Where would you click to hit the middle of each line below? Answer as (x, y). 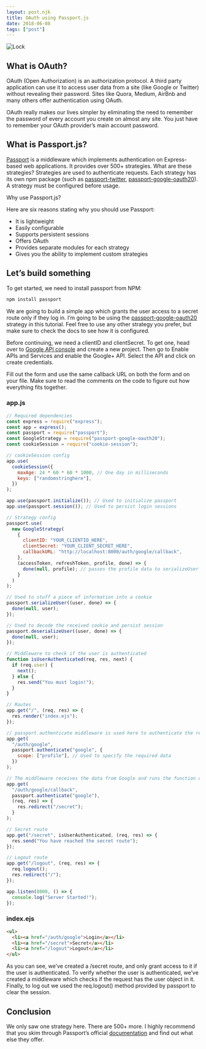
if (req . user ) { (32, 665)
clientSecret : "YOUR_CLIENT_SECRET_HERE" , (78, 546)
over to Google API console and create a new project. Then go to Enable (97, 349)
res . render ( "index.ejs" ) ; (45, 717)
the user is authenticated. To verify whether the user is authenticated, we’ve (103, 973)
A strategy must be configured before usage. (63, 186)
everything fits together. (37, 387)
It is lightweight (34, 221)
